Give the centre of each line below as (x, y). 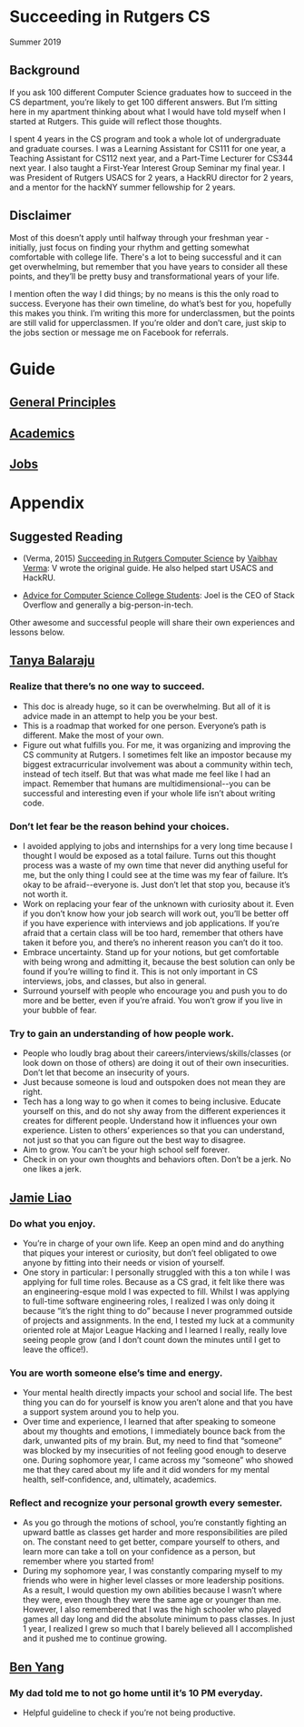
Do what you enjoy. (53, 1223)
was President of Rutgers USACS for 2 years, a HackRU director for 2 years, (152, 177)
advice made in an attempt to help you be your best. (120, 715)
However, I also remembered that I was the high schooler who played (152, 1610)
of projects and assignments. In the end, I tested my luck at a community (158, 1320)
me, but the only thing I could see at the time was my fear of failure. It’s (155, 874)
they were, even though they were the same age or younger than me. (152, 1600)
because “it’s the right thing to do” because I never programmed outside (157, 1310)
